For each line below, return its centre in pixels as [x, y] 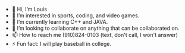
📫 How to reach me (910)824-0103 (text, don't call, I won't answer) [95, 35]
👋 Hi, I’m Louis [29, 9]
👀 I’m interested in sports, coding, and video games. [76, 15]
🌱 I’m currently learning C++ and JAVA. [60, 22]
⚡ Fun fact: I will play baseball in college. [62, 44]
